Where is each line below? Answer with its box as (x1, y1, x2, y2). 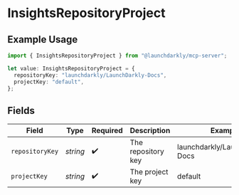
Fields (7, 105, 36, 117)
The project (129, 167, 169, 177)
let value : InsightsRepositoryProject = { (7, 65, 135, 72)
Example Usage (7, 33, 78, 46)
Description (129, 126, 171, 136)
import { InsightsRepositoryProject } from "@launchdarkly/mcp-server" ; (7, 52, 228, 59)
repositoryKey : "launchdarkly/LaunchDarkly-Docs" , (14, 71, 167, 79)
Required (91, 126, 123, 136)
